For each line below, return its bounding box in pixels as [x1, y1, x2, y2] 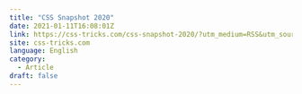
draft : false [9, 72, 58, 81]
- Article [17, 64, 54, 73]
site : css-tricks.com [9, 38, 91, 47]
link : [9, 30, 30, 38]
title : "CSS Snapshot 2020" [9, 13, 115, 22]
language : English [9, 47, 78, 56]
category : [9, 55, 47, 64]
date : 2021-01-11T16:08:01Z [9, 21, 115, 30]
